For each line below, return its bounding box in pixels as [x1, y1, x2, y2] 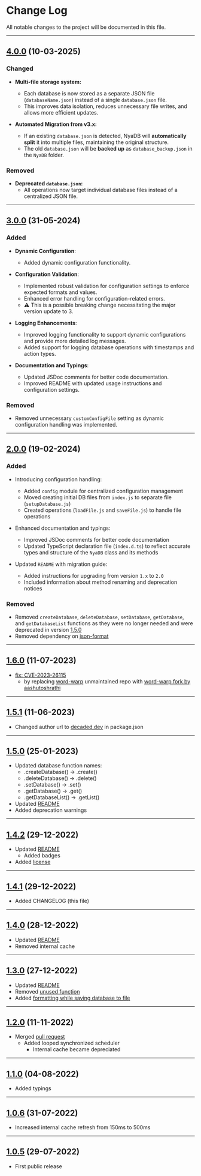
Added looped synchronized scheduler [23, 1039, 120, 1047]
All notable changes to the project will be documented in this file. [6, 23, 166, 31]
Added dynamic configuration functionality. [23, 259, 131, 266]
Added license [14, 859, 51, 866]
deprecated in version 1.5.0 [14, 626, 82, 633]
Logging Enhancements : [14, 319, 77, 326]
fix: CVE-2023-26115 [14, 671, 66, 679]
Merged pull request [14, 1033, 65, 1040]
